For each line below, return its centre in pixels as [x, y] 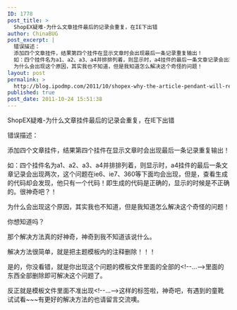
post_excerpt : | [31, 40]
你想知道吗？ [26, 222]
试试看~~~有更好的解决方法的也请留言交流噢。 [75, 299]
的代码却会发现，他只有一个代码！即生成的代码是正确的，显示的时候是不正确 [119, 183]
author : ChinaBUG [33, 34]
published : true [31, 93]
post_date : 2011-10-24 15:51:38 [55, 100]
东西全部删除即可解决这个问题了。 [57, 275]
